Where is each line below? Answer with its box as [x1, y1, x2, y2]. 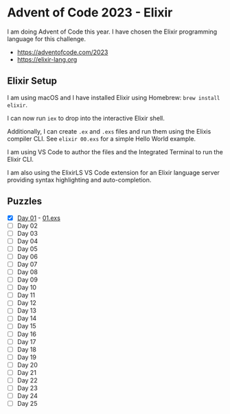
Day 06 [16, 252, 38, 260]
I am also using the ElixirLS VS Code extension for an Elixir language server [7, 168, 220, 176]
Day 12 [16, 299, 36, 307]
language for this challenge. [7, 34, 87, 42]
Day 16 [16, 330, 36, 338]
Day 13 [16, 306, 36, 315]
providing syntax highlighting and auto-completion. [7, 175, 152, 184]
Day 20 [16, 361, 38, 369]
